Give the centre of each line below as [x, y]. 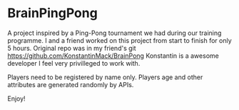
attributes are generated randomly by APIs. [71, 84]
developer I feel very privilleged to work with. [74, 63]
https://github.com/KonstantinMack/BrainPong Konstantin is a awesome [113, 56]
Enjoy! [17, 99]
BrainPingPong [52, 13]
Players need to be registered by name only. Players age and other [105, 77]
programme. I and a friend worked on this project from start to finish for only [119, 40]
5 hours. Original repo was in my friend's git [72, 48]
